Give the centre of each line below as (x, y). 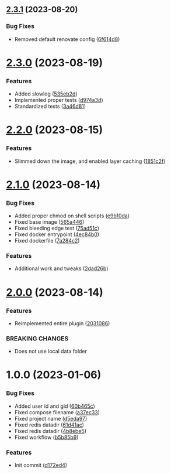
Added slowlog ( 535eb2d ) (46, 94)
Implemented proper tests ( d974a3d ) (59, 100)
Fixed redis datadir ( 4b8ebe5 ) (50, 431)
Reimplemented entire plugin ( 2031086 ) (62, 323)
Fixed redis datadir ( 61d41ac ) (49, 425)
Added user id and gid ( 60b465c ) (55, 406)
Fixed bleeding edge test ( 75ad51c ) (57, 229)
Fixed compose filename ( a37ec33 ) (57, 412)
